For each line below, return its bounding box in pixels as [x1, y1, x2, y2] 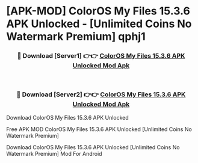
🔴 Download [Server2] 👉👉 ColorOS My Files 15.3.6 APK [16, 90, 186, 99]
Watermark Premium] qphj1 [6, 30, 146, 43]
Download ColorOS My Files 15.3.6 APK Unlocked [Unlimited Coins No [6, 143, 180, 151]
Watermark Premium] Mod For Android [6, 150, 102, 157]
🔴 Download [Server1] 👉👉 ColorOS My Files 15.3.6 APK [17, 52, 185, 60]
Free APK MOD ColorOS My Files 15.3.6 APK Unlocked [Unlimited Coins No [6, 125, 193, 133]
